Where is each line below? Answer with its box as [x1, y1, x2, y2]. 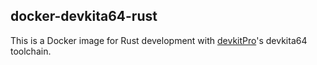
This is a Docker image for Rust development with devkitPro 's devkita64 [10, 34, 308, 46]
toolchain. [10, 45, 52, 57]
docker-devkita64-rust [10, 8, 158, 25]
